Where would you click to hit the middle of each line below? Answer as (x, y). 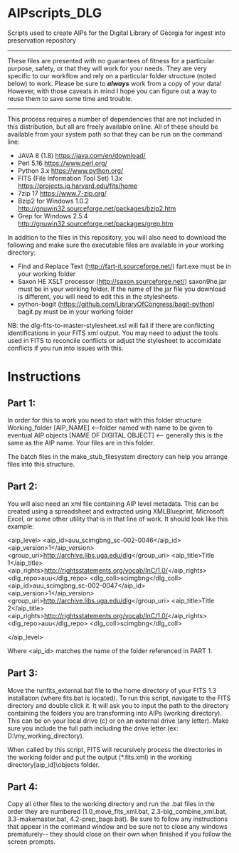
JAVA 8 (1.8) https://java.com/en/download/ (81, 155)
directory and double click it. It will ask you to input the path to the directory (118, 705)
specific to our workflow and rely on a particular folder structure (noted (112, 75)
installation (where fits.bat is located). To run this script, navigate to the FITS (119, 698)
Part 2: (22, 486)
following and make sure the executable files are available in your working (116, 245)
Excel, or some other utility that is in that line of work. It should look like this (118, 519)
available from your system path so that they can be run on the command (115, 134)
